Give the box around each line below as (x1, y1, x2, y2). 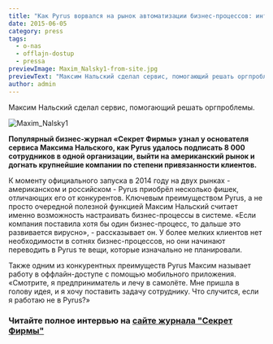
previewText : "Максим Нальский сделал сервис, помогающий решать (8, 72, 234, 81)
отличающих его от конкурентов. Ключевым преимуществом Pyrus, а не (8, 193, 262, 202)
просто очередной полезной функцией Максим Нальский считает (8, 201, 238, 211)
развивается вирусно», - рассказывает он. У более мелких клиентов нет (8, 227, 262, 237)
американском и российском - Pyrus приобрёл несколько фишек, (8, 184, 240, 194)
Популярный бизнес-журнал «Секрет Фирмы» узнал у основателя (8, 133, 249, 143)
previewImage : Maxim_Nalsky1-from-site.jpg (8, 65, 158, 73)
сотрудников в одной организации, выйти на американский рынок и (8, 151, 255, 161)
